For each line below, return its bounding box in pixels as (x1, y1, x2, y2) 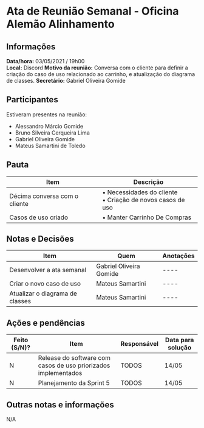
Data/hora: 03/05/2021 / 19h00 (6, 58, 85, 65)
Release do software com (38, 354, 111, 362)
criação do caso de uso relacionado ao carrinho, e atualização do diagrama (6, 71, 195, 77)
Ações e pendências (6, 318, 85, 328)
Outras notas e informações (6, 399, 114, 410)
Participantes (6, 94, 59, 105)
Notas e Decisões (6, 234, 74, 244)
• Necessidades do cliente (102, 188, 178, 196)
